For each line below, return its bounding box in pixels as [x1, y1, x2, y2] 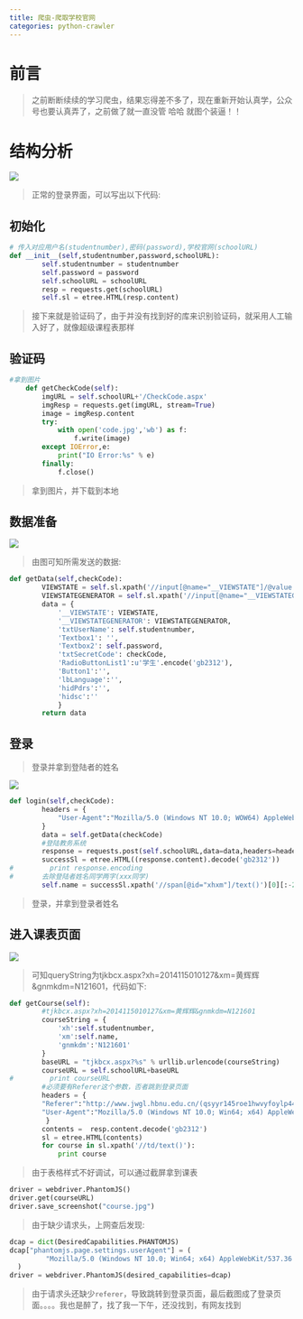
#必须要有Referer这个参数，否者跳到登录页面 [41, 1083, 188, 1092]
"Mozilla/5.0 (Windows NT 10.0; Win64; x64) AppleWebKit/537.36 [45, 1254, 293, 1263]
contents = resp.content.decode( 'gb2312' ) [41, 1124, 207, 1133]
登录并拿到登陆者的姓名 [31, 761, 119, 772]
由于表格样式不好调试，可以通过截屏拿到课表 [31, 1167, 198, 1178]
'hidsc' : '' [57, 692, 99, 701]
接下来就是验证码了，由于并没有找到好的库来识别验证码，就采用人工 [31, 310, 285, 321]
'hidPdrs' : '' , [57, 683, 111, 693]
